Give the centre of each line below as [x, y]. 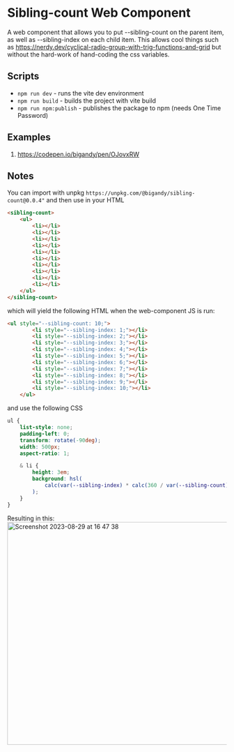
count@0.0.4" [26, 201]
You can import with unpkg [46, 193]
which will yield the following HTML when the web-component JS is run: [111, 310]
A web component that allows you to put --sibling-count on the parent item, [116, 32]
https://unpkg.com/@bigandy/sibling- [141, 193]
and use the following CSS [45, 408]
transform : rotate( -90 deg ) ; [60, 440]
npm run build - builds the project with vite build [87, 100]
